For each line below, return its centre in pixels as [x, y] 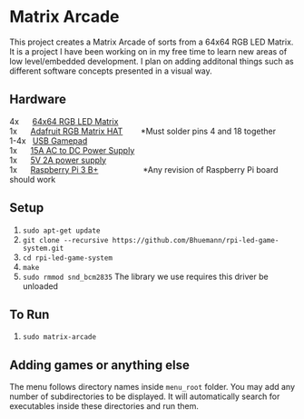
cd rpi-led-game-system [68, 258]
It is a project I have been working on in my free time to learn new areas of [148, 51]
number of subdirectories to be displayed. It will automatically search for [145, 396]
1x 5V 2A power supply [58, 160]
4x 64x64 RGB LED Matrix [64, 121]
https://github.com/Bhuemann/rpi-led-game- [196, 240]
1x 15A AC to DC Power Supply [72, 150]
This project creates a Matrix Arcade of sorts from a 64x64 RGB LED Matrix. [152, 42]
